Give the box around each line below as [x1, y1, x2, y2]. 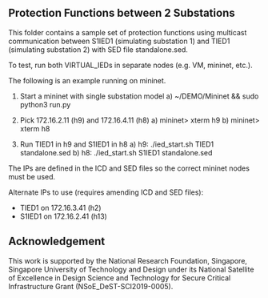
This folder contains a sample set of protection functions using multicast [8, 27, 247, 37]
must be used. [8, 171, 56, 181]
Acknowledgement [8, 235, 106, 248]
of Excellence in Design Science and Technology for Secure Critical [8, 272, 231, 283]
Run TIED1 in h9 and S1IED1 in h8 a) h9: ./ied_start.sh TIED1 [19, 139, 214, 149]
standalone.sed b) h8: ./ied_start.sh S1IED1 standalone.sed [19, 147, 213, 157]
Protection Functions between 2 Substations [8, 6, 235, 20]
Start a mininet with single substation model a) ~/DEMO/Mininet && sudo [19, 91, 259, 101]
